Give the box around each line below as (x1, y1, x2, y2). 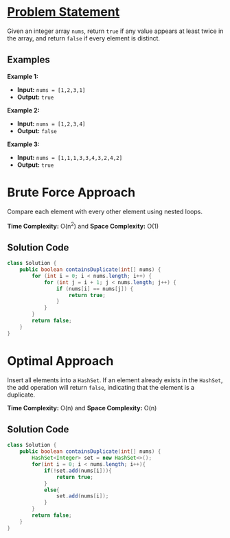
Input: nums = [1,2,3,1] (16, 85, 86, 93)
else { (43, 487, 60, 493)
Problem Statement (7, 4, 120, 20)
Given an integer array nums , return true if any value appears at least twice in (7, 27, 224, 35)
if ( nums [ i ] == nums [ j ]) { (56, 285, 134, 292)
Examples (7, 54, 50, 66)
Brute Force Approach (7, 185, 136, 200)
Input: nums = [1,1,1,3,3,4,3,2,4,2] (16, 153, 123, 161)
